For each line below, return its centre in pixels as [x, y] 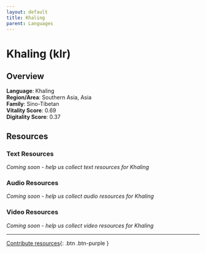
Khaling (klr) [39, 54]
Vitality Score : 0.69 [31, 110]
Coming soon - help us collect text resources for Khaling [78, 167]
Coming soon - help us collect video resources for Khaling [80, 225]
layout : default [27, 12]
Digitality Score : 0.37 [34, 117]
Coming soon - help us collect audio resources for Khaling [80, 196]
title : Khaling [26, 18]
